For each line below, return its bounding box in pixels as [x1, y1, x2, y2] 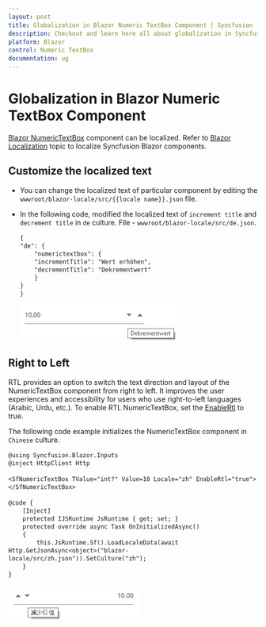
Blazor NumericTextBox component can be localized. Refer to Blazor [8, 133, 231, 142]
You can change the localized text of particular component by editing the [19, 185, 258, 194]
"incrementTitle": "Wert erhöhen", [34, 258, 152, 266]
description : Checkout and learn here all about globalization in [8, 29, 232, 37]
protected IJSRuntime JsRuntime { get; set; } [22, 514, 179, 523]
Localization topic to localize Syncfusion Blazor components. [8, 141, 207, 151]
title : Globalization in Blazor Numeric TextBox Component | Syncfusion [8, 21, 253, 29]
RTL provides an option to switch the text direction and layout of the [8, 377, 230, 387]
